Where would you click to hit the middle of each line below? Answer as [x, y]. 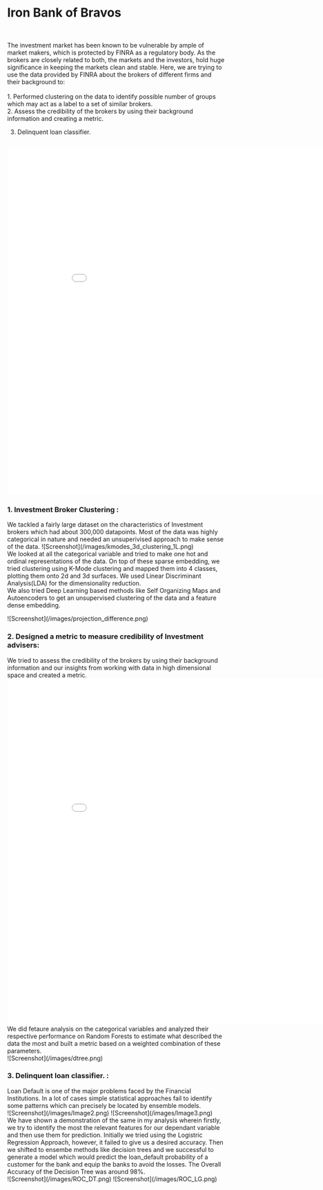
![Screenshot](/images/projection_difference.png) [78, 618]
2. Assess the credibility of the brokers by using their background [100, 111]
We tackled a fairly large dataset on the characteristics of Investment [105, 525]
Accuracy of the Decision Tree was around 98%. [76, 1171]
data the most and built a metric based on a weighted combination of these [114, 1043]
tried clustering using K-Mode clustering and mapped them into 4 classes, [112, 569]
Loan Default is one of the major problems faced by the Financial [99, 1091]
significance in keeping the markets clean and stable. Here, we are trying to [115, 67]
